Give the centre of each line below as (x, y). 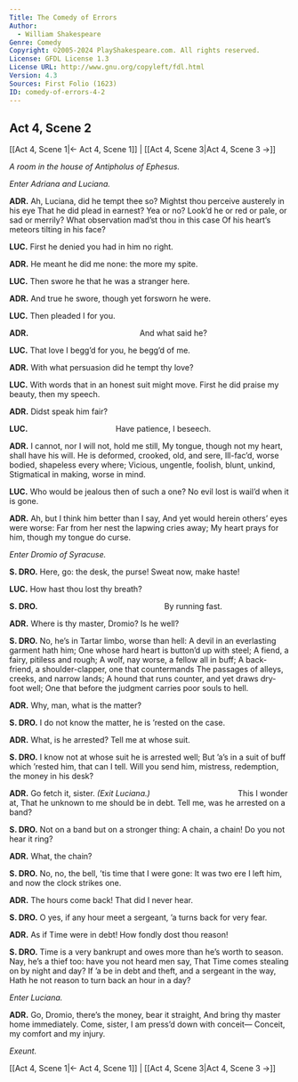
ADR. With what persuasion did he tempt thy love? (101, 368)
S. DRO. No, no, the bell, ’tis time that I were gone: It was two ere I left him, (146, 874)
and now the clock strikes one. (65, 883)
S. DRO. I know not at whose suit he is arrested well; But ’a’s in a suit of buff (148, 757)
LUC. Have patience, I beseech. (110, 429)
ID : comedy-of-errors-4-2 (57, 92)
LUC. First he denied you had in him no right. (91, 247)
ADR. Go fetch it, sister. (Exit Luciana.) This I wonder (149, 793)
